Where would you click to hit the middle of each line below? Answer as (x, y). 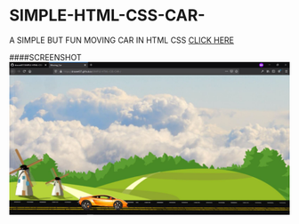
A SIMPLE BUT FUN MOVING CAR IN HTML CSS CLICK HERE (121, 40)
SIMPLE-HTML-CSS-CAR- (107, 16)
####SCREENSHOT (45, 57)
